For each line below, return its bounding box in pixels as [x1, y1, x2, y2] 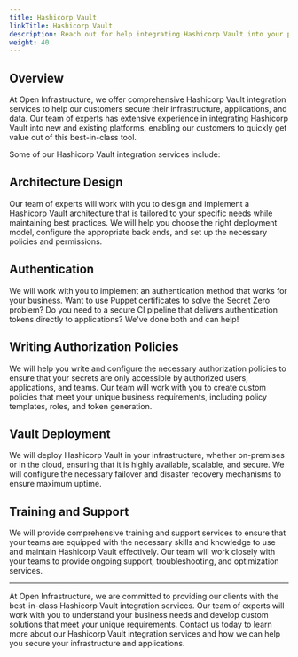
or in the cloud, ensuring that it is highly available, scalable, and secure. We [9, 459, 285, 471]
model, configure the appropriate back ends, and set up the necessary [9, 226, 268, 237]
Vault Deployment [9, 426, 111, 441]
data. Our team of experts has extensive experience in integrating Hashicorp [9, 113, 289, 124]
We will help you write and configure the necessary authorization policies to [9, 363, 286, 374]
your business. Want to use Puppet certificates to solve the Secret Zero [9, 295, 271, 305]
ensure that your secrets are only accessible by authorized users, [9, 372, 248, 383]
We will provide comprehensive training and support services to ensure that [9, 527, 286, 538]
